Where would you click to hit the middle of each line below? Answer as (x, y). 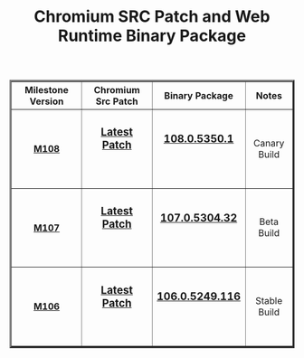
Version (47, 101)
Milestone (47, 90)
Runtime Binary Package (152, 36)
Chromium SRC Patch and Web (152, 17)
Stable (269, 300)
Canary (269, 143)
